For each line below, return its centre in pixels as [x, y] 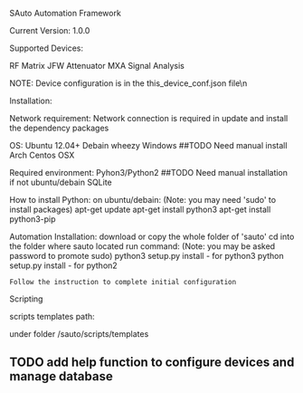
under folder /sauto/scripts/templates [79, 334]
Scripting [26, 299]
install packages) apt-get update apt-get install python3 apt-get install [140, 209]
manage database [61, 376]
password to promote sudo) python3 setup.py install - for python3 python [147, 256]
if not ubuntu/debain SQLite [61, 182]
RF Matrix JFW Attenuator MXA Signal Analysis [97, 66]
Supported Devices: [47, 48]
